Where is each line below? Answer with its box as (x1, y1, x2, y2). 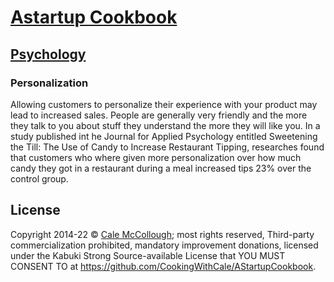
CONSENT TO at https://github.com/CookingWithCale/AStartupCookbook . (10, 260, 317, 272)
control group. (10, 172, 69, 185)
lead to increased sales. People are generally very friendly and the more (10, 109, 308, 121)
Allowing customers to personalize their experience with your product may (10, 98, 318, 110)
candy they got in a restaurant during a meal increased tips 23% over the (10, 162, 312, 174)
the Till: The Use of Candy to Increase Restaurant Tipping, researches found (10, 141, 325, 153)
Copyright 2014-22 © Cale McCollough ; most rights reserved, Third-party (10, 228, 315, 240)
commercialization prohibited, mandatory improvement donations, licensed (10, 239, 319, 251)
